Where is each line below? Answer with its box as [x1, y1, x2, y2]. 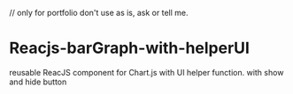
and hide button [9, 76, 67, 87]
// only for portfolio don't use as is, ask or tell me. [9, 8, 189, 18]
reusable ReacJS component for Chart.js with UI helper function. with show [9, 67, 284, 77]
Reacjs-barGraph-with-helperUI [9, 39, 251, 58]
